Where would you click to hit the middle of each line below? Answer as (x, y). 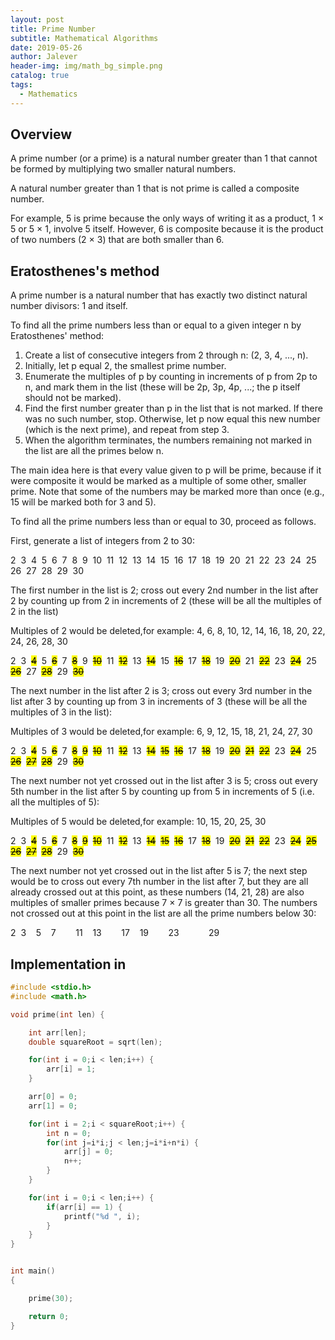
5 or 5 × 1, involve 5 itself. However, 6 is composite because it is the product (167, 229)
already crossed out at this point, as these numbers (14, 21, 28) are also (157, 892)
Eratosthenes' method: (57, 336)
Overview (41, 134)
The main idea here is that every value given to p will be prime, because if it (166, 470)
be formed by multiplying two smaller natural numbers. (123, 169)
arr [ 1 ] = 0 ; (53, 1106)
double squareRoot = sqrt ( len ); (95, 1042)
